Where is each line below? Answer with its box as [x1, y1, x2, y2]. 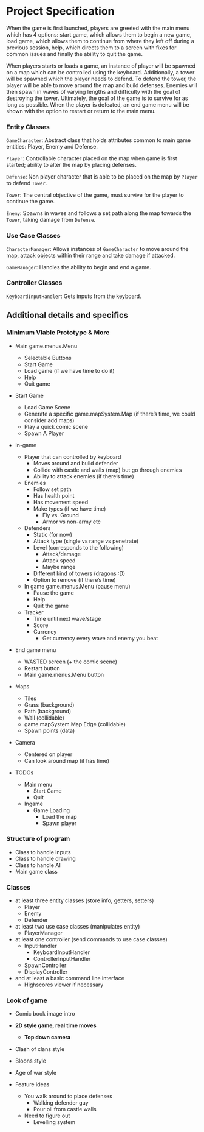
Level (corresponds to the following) [33, 543, 124, 551]
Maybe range [42, 563, 76, 570]
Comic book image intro [15, 1010, 75, 1017]
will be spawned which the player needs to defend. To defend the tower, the [6, 75, 197, 82]
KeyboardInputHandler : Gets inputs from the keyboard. [6, 292, 141, 300]
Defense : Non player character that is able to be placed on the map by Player [6, 173, 198, 180]
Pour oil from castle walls [33, 1106, 97, 1113]
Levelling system [33, 1119, 76, 1126]
